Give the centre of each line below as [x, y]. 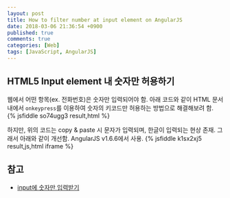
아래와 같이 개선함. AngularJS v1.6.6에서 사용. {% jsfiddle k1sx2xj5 [111, 138]
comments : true [29, 39]
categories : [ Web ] [33, 45]
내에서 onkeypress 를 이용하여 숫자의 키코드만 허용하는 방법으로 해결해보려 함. [111, 108]
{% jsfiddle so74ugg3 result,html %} [58, 115]
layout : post [26, 13]
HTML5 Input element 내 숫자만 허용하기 [91, 81]
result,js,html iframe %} [41, 146]
